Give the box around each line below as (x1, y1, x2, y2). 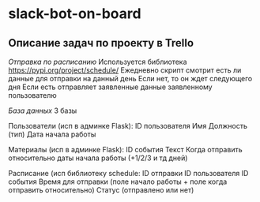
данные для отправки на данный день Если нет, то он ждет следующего (8, 74, 253, 83)
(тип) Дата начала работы (8, 129, 96, 139)
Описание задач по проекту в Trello (8, 36, 194, 50)
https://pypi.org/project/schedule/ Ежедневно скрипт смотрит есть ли (8, 65, 242, 75)
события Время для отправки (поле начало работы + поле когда (8, 177, 228, 186)
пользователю (8, 91, 57, 99)
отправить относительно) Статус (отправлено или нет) (8, 185, 194, 194)
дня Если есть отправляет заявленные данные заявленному (8, 82, 213, 92)
